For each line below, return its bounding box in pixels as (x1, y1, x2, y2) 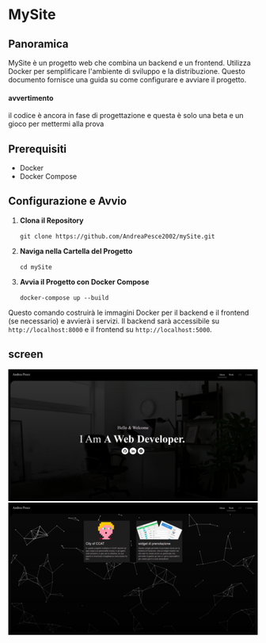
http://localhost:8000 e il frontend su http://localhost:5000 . (8, 324, 212, 334)
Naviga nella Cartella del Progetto (19, 246, 133, 255)
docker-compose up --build (19, 293, 109, 302)
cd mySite (19, 263, 53, 271)
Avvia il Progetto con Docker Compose (19, 277, 150, 286)
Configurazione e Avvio (8, 194, 127, 208)
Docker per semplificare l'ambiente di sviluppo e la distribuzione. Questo (8, 67, 245, 76)
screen (8, 347, 44, 362)
